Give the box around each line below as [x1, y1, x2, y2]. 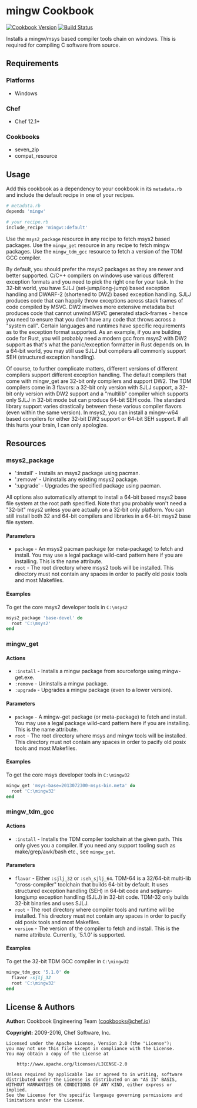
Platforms [6, 76, 35, 85]
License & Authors [6, 1002, 75, 1012]
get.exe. [14, 674, 35, 681]
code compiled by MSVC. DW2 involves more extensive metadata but [6, 303, 175, 310]
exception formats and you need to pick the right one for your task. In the [6, 278, 183, 285]
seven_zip [14, 146, 39, 153]
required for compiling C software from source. [6, 41, 121, 48]
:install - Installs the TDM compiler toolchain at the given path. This [14, 835, 182, 843]
